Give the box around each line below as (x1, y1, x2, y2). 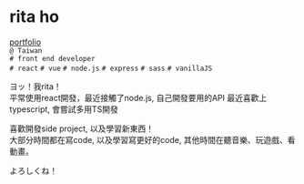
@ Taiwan (9, 46, 43, 56)
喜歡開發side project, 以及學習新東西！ (9, 123, 155, 134)
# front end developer (9, 54, 96, 63)
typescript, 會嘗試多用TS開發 (9, 103, 118, 115)
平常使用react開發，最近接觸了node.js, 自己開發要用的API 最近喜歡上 (9, 92, 268, 103)
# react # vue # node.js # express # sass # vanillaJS (9, 64, 213, 73)
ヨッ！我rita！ (9, 80, 62, 92)
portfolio (9, 36, 42, 47)
